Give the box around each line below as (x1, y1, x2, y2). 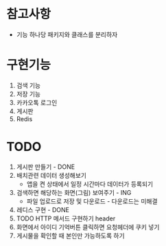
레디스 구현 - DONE (16, 205, 70, 214)
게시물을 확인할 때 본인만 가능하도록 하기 (16, 232, 125, 240)
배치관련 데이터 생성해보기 (16, 171, 87, 179)
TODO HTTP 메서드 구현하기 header (16, 214, 116, 223)
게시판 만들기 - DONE (16, 163, 75, 171)
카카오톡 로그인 (16, 98, 58, 107)
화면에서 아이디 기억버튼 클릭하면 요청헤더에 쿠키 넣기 (16, 223, 160, 231)
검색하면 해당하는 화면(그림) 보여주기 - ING (16, 188, 132, 196)
